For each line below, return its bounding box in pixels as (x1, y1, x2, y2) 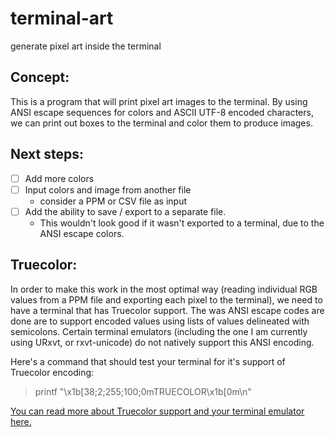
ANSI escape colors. (39, 227, 125, 239)
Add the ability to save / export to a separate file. (24, 205, 227, 217)
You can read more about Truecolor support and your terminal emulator (10, 405, 305, 417)
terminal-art (10, 7, 114, 30)
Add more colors (24, 172, 95, 184)
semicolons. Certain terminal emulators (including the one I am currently (10, 325, 308, 337)
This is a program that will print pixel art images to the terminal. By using (10, 95, 308, 107)
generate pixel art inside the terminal (10, 40, 162, 52)
